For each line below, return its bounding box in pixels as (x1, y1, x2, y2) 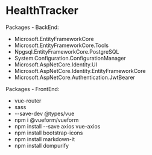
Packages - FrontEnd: (5, 85, 60, 92)
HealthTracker (5, 4, 79, 17)
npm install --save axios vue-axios (14, 122, 101, 130)
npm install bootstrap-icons (14, 129, 83, 136)
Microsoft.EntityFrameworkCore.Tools (14, 42, 109, 49)
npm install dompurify (14, 142, 69, 149)
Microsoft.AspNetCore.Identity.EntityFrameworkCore (14, 67, 146, 74)
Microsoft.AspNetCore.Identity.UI (14, 61, 98, 68)
